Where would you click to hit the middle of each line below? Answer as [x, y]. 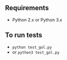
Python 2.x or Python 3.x [37, 20]
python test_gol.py [32, 47]
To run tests [24, 35]
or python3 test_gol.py [36, 52]
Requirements [27, 8]
